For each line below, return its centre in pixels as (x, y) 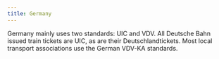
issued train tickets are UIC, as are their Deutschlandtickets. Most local (110, 41)
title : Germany (30, 14)
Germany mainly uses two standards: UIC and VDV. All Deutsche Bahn (109, 33)
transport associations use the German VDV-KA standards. (93, 48)
